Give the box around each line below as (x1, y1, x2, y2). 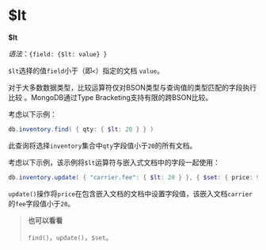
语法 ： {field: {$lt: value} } (8, 48, 108, 58)
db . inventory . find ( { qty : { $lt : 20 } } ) (8, 125, 154, 133)
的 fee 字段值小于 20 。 (8, 198, 75, 208)
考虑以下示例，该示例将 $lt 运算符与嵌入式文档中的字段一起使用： (8, 157, 220, 167)
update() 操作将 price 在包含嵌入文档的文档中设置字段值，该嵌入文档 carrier (8, 189, 253, 198)
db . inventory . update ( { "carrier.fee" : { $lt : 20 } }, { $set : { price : (8, 173, 253, 181)
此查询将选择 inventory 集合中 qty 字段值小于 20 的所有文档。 (8, 140, 197, 150)
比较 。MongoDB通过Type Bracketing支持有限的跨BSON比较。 (8, 92, 213, 102)
